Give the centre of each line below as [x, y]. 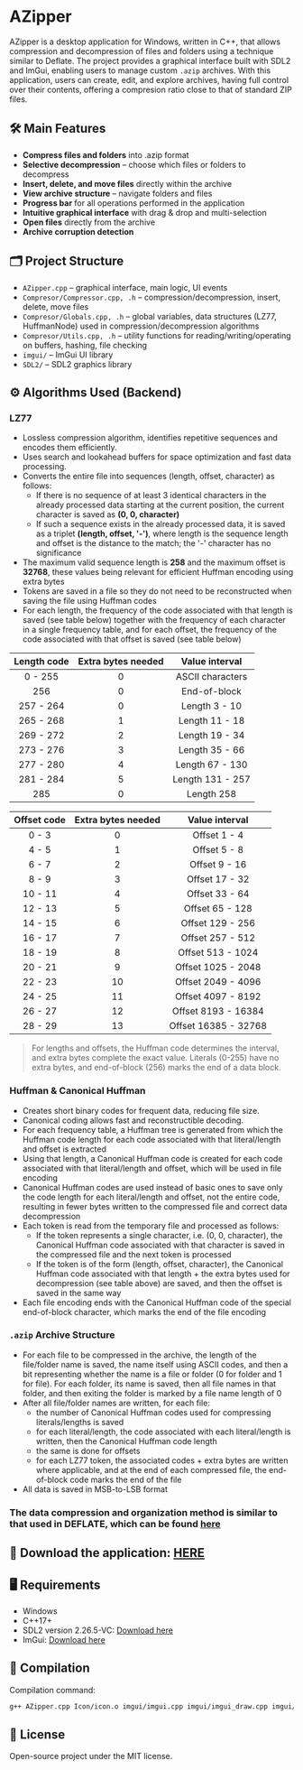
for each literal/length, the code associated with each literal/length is [163, 1432]
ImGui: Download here [64, 1639]
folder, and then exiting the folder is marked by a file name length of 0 [152, 1393]
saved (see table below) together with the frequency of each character [154, 620]
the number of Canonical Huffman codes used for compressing [154, 1412]
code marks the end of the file [126, 1479]
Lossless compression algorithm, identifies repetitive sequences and [150, 438]
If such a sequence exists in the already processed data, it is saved [161, 524]
